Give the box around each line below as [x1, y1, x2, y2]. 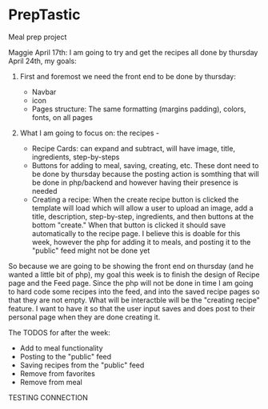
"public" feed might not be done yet [31, 246, 150, 255]
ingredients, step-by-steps [31, 152, 120, 162]
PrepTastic [8, 6, 81, 24]
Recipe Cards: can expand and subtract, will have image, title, [31, 143, 236, 153]
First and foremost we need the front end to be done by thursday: [19, 71, 236, 81]
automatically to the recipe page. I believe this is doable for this [31, 228, 241, 238]
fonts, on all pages [31, 112, 94, 122]
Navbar [31, 86, 57, 97]
